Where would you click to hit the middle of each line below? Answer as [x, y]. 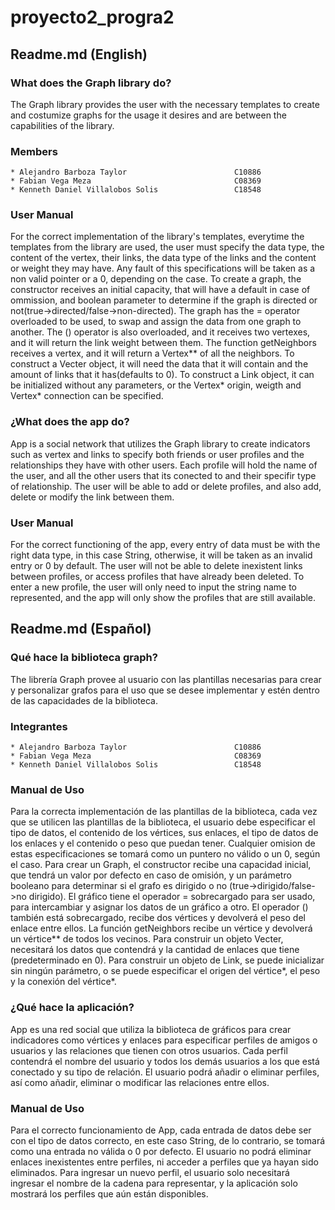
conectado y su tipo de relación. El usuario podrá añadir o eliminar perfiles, [165, 1072]
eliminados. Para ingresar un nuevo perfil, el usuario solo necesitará [150, 1172]
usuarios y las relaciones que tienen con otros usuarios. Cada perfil [149, 1050]
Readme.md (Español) [81, 629]
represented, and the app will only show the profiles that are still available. [163, 598]
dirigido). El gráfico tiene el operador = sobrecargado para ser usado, [172, 897]
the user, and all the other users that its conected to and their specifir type [163, 475]
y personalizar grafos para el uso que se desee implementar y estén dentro [165, 690]
